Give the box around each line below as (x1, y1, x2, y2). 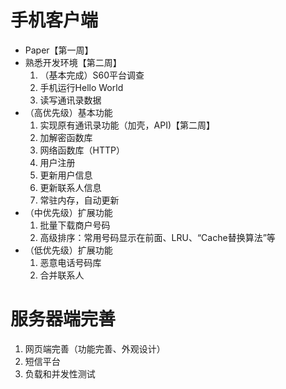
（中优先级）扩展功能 (24, 206, 113, 218)
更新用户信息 (39, 169, 93, 181)
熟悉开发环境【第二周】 (24, 56, 122, 68)
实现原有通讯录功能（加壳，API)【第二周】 (39, 119, 216, 131)
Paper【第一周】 (24, 44, 94, 56)
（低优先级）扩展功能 (24, 244, 113, 256)
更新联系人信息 (39, 181, 102, 193)
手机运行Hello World (39, 81, 124, 93)
